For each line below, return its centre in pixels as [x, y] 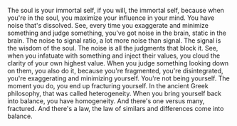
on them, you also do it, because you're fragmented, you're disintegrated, [115, 71]
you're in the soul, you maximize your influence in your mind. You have [111, 18]
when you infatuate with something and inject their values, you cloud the [114, 56]
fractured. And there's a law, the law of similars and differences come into [116, 109]
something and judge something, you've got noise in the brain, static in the [117, 33]
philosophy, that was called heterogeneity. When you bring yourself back [115, 93]
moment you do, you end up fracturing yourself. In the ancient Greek [108, 86]
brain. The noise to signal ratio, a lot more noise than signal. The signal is [114, 41]
